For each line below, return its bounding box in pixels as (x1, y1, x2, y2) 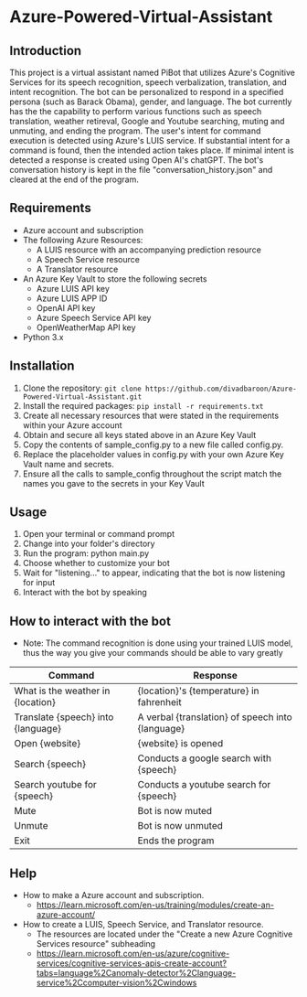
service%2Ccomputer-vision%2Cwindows (36, 977, 197, 989)
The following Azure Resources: (22, 234, 143, 245)
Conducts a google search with (137, 752, 272, 765)
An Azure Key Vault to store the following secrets (22, 273, 207, 284)
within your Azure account (22, 419, 122, 431)
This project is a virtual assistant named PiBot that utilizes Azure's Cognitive (9, 67, 295, 78)
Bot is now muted (137, 805, 213, 818)
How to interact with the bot (9, 613, 172, 628)
